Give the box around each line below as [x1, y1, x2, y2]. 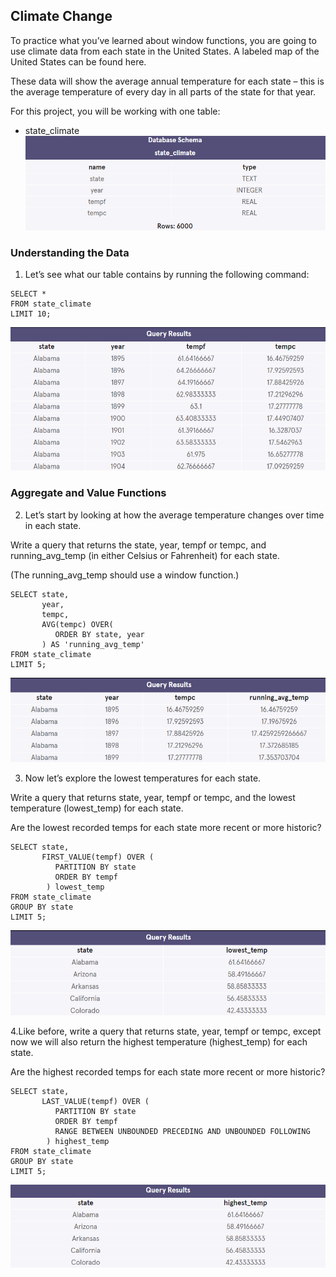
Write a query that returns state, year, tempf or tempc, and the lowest [10, 792, 296, 804]
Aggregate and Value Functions [10, 486, 167, 500]
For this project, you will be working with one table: [10, 105, 221, 117]
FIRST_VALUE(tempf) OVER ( [41, 852, 155, 863]
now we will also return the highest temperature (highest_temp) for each [10, 1036, 308, 1048]
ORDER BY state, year [54, 629, 145, 639]
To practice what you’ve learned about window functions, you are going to [10, 34, 317, 46]
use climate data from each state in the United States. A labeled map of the [10, 45, 320, 57]
